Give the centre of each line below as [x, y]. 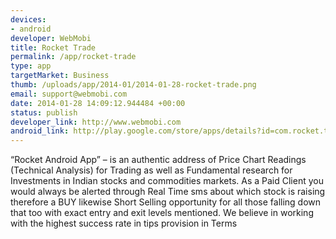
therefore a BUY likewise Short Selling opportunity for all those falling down [166, 202]
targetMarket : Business [60, 76]
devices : [28, 19]
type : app [31, 66]
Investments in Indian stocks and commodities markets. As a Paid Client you [167, 181]
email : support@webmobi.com [69, 94]
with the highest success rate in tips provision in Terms [124, 223]
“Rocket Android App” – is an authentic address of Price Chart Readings [158, 160]
